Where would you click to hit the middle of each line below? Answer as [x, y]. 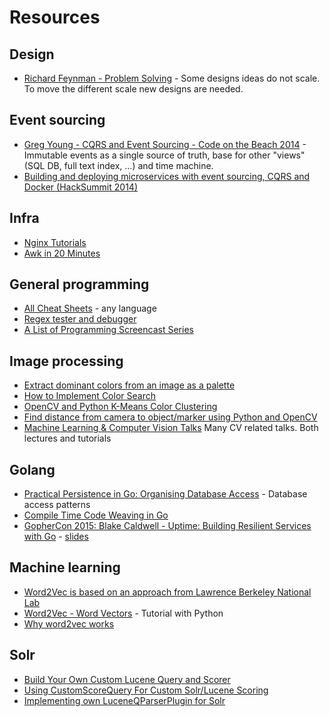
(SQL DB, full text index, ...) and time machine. [118, 165]
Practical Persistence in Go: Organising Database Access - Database [165, 494]
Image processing [66, 361]
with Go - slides [56, 537]
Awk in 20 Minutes [62, 253]
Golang [32, 469]
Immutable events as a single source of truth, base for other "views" [164, 155]
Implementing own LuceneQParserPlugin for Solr [124, 700]
